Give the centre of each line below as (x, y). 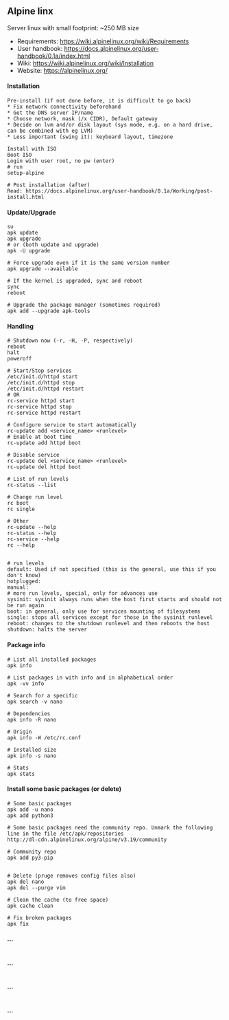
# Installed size (32, 750)
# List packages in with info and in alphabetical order (90, 677)
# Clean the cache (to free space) (58, 900)
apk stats (21, 774)
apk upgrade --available (43, 269)
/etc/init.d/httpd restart (46, 389)
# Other (18, 521)
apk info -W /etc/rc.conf (44, 738)
